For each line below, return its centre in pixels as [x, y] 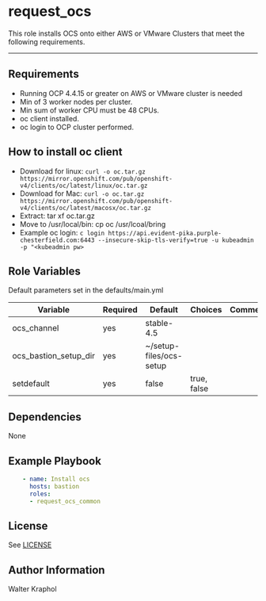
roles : [40, 494]
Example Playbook [55, 461]
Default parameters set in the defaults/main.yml [86, 290]
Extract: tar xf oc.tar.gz [57, 216]
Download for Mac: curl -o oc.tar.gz [82, 193]
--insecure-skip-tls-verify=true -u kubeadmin [176, 240]
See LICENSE [30, 545]
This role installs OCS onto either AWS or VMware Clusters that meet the [127, 33]
